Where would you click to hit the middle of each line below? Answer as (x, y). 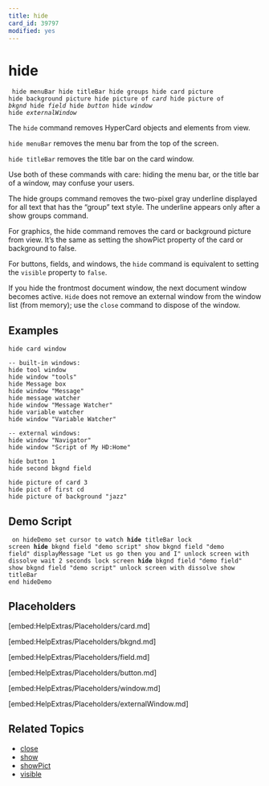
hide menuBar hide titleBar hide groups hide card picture (113, 92)
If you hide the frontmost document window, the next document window (128, 288)
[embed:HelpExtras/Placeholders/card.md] (79, 626)
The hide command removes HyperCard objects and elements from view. (129, 128)
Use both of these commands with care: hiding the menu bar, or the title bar (134, 174)
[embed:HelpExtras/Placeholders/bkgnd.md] (82, 641)
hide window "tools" (43, 377)
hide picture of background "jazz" (68, 497)
